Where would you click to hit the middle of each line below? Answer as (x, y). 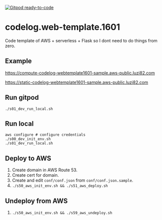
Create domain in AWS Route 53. (45, 170)
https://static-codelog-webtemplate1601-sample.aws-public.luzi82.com (77, 82)
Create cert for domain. (35, 175)
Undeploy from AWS (36, 201)
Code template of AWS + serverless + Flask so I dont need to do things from (81, 40)
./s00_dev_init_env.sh (28, 139)
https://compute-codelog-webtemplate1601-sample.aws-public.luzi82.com (80, 73)
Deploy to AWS (28, 158)
